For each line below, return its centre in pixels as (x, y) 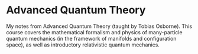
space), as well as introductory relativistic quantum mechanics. (83, 45)
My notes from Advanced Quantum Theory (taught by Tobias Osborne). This (99, 26)
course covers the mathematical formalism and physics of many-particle (94, 32)
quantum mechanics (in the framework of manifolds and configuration (91, 38)
